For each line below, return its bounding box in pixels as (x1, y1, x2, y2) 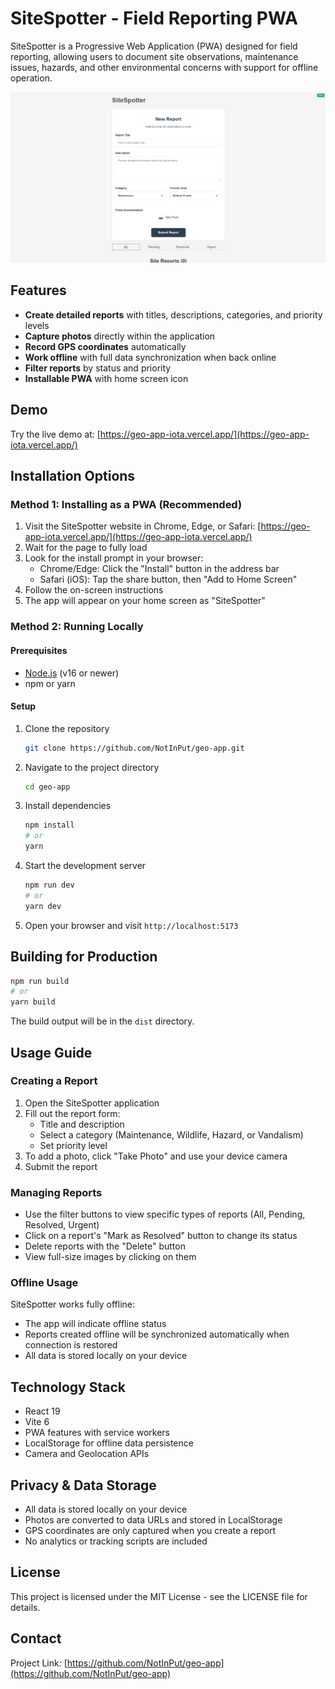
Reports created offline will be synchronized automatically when (24, 1328, 290, 1341)
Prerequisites (10, 644, 68, 656)
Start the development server (24, 860, 147, 872)
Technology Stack (10, 1378, 126, 1396)
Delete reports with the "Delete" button (24, 1240, 186, 1252)
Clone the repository (24, 722, 110, 734)
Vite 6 (24, 1416, 50, 1428)
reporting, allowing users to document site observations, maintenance (10, 50, 299, 62)
